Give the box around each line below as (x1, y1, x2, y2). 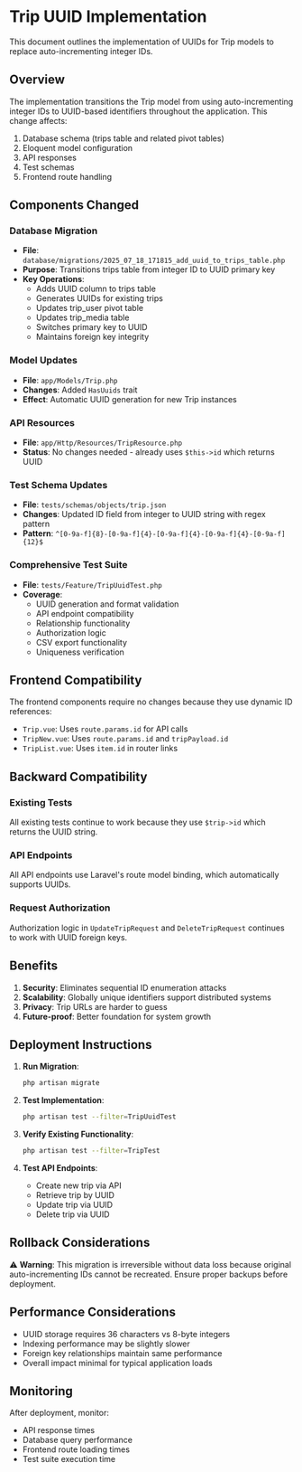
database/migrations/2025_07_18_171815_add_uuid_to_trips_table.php (22, 256, 286, 266)
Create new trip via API (35, 1180, 122, 1191)
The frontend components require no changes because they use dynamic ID (9, 696, 293, 707)
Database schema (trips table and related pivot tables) (22, 133, 224, 144)
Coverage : (22, 589, 63, 599)
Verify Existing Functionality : (22, 1128, 133, 1140)
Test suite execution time (22, 1454, 115, 1465)
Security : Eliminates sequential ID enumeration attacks (22, 982, 227, 993)
